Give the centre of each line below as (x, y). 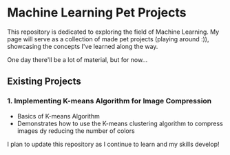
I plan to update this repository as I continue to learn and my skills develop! (113, 144)
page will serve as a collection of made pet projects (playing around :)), (108, 39)
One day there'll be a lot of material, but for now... (77, 59)
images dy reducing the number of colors (76, 131)
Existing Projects (44, 82)
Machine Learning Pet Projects (97, 13)
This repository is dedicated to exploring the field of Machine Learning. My (113, 32)
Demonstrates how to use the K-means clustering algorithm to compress (120, 123)
